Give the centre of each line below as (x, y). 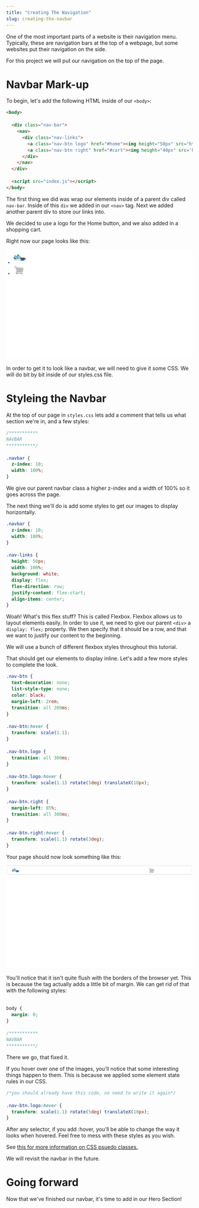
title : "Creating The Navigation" (49, 12)
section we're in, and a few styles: (48, 421)
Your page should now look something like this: (64, 857)
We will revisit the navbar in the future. (53, 1159)
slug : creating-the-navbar (39, 19)
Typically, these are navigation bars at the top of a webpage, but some (92, 43)
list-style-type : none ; (41, 689)
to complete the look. (32, 665)
